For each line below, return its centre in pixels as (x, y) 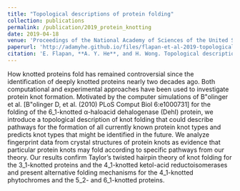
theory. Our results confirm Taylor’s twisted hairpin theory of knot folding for (120, 157)
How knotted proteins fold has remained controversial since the (101, 74)
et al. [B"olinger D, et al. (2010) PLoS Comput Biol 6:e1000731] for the (109, 104)
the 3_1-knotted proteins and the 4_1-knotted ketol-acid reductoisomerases (117, 165)
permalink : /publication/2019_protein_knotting (80, 27)
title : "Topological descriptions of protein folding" (91, 14)
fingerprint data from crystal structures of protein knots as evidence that (114, 142)
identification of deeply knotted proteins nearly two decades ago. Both (111, 81)
